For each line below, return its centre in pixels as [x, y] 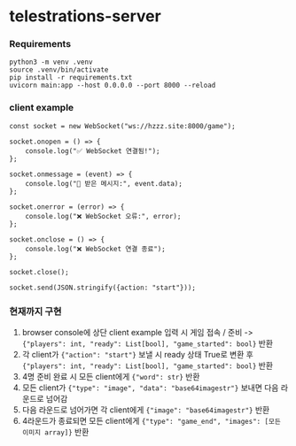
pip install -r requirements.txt [71, 78]
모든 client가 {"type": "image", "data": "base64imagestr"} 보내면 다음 [150, 388]
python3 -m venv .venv [51, 62]
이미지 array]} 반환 [55, 432]
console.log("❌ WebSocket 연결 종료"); [95, 249]
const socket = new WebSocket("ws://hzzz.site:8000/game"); [123, 126]
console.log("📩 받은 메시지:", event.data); [104, 183]
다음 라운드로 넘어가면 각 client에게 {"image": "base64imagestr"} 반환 [146, 410]
